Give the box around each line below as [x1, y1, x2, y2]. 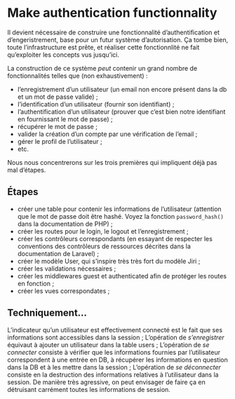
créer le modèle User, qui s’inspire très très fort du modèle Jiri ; [17, 257, 201, 265]
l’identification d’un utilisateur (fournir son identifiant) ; [17, 100, 175, 108]
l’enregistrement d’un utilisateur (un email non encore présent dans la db [17, 85, 227, 93]
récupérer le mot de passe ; [17, 122, 98, 130]
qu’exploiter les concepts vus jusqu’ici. [7, 50, 119, 59]
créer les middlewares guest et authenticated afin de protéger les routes [17, 271, 227, 280]
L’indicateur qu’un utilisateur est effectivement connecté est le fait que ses [7, 325, 223, 334]
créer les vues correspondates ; [17, 286, 110, 295]
